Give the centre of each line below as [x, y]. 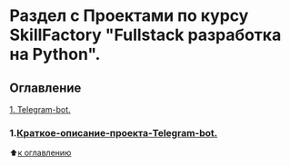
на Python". [55, 54]
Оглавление [45, 88]
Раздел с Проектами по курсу [129, 16]
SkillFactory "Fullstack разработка [145, 35]
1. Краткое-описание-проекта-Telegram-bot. [114, 132]
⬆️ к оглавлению [40, 153]
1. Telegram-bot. [40, 109]
